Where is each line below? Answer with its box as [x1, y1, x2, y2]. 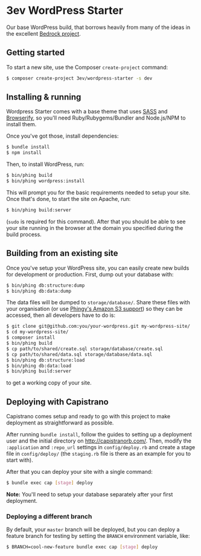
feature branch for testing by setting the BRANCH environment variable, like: [6, 532, 190, 540]
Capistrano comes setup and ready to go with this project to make [6, 413, 171, 420]
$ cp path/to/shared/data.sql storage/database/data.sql [6, 351, 153, 357]
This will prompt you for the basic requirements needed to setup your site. [6, 188, 191, 196]
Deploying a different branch [6, 512, 92, 520]
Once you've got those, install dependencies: [6, 132, 119, 139]
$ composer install [6, 334, 56, 341]
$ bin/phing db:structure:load [6, 357, 85, 363]
